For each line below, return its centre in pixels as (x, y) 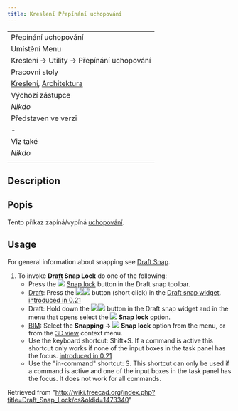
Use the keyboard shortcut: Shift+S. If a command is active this (120, 340)
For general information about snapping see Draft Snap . (89, 261)
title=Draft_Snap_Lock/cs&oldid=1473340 (68, 400)
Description (34, 181)
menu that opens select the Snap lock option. (99, 317)
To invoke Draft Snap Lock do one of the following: (92, 276)
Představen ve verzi (44, 118)
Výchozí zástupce (41, 95)
